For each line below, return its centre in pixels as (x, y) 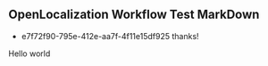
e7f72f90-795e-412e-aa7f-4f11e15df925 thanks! (110, 36)
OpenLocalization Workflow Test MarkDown (134, 15)
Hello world (29, 54)
